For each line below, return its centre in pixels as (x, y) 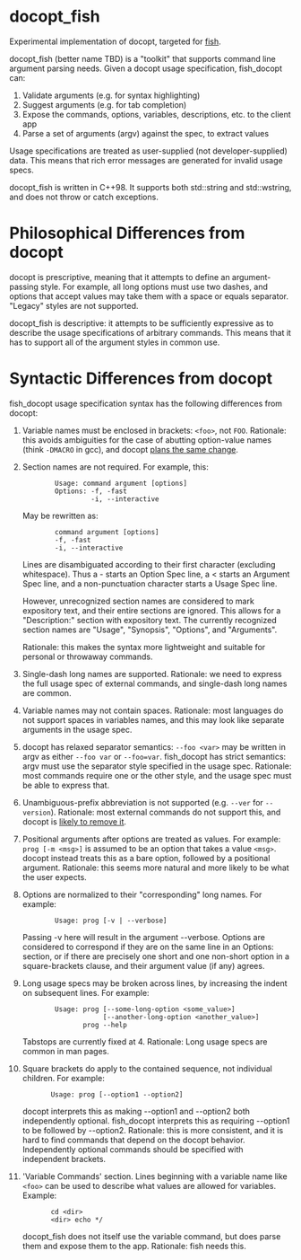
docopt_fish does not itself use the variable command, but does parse (151, 1236)
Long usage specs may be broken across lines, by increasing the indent (155, 983)
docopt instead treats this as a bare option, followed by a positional (146, 858)
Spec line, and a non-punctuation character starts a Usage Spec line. (150, 583)
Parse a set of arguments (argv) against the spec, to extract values (146, 133)
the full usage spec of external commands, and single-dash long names (155, 683)
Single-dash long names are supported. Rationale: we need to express (152, 674)
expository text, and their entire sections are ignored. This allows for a (151, 610)
